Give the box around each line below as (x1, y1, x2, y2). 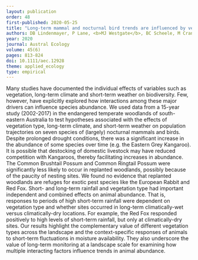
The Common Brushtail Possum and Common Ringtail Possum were (6, 160, 171, 167)
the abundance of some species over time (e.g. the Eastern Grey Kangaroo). (6, 141, 192, 148)
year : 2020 (6, 36, 33, 42)
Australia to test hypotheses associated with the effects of (25, 116, 167, 124)
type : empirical (6, 69, 46, 75)
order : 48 (6, 14, 31, 20)
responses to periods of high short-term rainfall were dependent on (6, 198, 170, 205)
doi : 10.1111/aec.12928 (6, 58, 65, 64)
